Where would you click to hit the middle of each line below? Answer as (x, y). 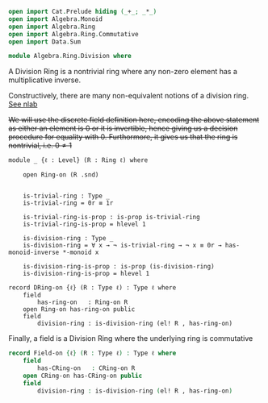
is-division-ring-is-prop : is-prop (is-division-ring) (119, 267)
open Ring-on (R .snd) (61, 175)
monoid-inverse (34, 253)
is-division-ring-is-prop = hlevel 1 (86, 274)
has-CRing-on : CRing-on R (86, 368)
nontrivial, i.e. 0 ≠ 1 (40, 146)
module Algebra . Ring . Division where (70, 56)
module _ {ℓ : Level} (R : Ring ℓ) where (78, 160)
